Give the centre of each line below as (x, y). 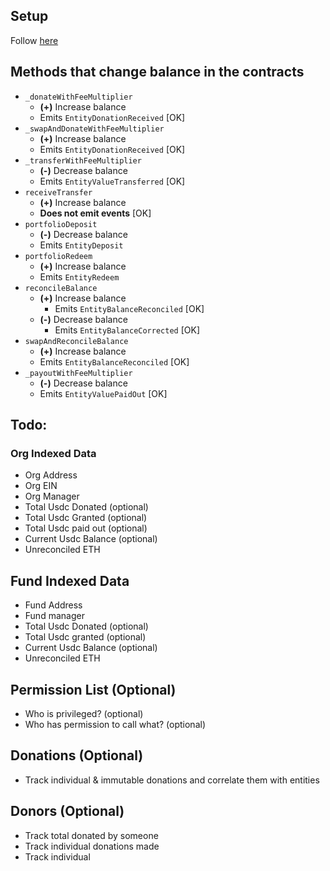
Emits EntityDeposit (81, 245)
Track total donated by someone (91, 835)
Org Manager (52, 496)
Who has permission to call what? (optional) (115, 724)
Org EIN (41, 486)
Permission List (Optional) (93, 689)
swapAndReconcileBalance (76, 341)
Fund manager (54, 616)
